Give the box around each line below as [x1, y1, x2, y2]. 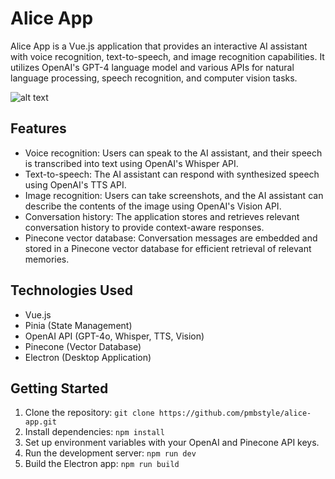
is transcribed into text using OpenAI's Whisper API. [24, 157, 239, 169]
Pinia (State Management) [24, 319, 133, 331]
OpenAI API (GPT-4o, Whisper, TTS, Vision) [24, 330, 205, 342]
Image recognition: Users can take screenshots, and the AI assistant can [24, 189, 324, 201]
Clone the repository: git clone [24, 407, 155, 419]
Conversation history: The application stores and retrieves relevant [24, 210, 300, 222]
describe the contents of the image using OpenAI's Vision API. [24, 200, 282, 212]
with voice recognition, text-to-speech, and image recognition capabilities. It [10, 50, 325, 62]
